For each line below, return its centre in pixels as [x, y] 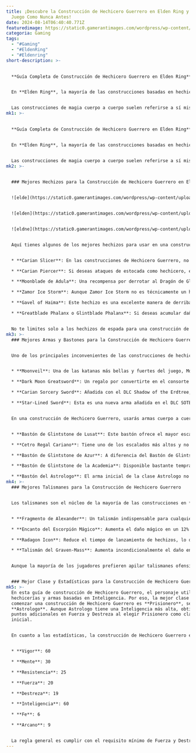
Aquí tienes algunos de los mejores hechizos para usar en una [90, 245]
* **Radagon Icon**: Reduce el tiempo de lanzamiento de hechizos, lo [99, 540]
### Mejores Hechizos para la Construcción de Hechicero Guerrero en [97, 182]
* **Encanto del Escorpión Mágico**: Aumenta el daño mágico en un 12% [100, 529]
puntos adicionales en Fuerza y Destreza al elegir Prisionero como [96, 614]
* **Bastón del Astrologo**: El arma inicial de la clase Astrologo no [100, 477]
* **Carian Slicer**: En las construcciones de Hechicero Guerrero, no [100, 260]
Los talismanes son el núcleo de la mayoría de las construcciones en [99, 503]
